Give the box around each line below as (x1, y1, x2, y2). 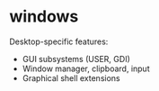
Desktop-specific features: (9, 36, 109, 47)
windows (9, 6, 79, 27)
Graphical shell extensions (22, 72, 120, 83)
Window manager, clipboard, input (22, 63, 150, 74)
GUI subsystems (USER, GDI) (22, 53, 130, 64)
